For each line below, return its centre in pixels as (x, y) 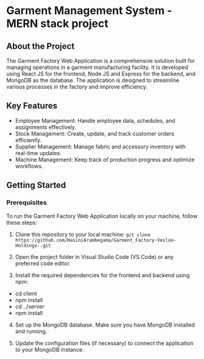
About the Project (40, 46)
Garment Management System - (89, 11)
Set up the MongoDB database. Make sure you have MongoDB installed (105, 325)
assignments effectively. (46, 127)
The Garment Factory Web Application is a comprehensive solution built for (101, 61)
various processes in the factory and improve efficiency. (77, 87)
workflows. (29, 166)
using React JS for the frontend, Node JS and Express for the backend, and (101, 74)
